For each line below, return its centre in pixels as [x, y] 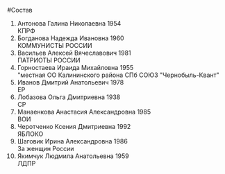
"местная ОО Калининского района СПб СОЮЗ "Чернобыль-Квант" [118, 75]
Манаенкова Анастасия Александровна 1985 [84, 112]
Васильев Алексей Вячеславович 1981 [74, 53]
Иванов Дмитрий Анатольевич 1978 [70, 82]
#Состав [20, 10]
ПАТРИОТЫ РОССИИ [49, 60]
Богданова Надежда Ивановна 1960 [70, 38]
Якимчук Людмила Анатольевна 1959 [73, 156]
